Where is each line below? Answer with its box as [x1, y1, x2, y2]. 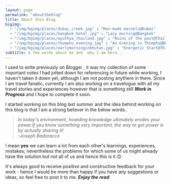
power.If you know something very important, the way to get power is [17, 122, 164, 128]
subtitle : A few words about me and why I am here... [5, 50, 124, 55]
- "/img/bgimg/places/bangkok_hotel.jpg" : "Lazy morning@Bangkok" [10, 31, 156, 36]
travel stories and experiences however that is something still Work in [5, 86, 152, 92]
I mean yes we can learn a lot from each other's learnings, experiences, [5, 142, 156, 148]
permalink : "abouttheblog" [5, 12, 63, 17]
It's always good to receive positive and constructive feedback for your [5, 163, 155, 169]
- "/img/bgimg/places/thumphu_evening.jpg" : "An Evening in [10, 41, 142, 46]
